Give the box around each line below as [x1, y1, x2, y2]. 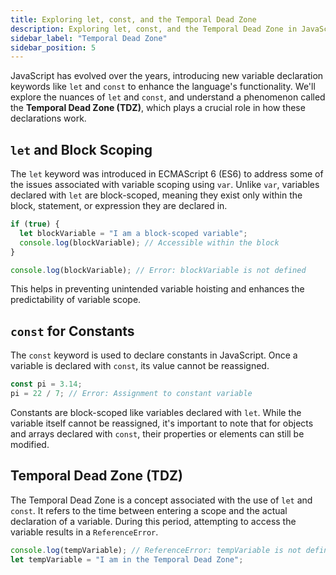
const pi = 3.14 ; [10, 379, 83, 390]
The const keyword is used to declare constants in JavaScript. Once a [10, 349, 298, 361]
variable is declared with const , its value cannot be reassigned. [10, 360, 270, 372]
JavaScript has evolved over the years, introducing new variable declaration [10, 70, 324, 82]
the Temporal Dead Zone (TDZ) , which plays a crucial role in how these [10, 102, 306, 114]
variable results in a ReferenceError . [10, 526, 159, 538]
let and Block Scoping [10, 141, 153, 158]
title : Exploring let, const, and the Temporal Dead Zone [10, 14, 257, 25]
